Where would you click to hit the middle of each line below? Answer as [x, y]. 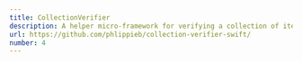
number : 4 [28, 43]
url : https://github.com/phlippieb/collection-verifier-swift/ [130, 34]
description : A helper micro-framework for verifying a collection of [144, 26]
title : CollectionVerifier [60, 17]
